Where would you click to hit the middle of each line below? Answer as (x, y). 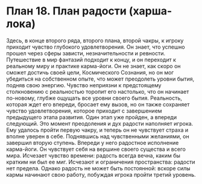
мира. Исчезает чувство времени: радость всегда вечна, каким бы (93, 155)
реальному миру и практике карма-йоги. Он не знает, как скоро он (93, 66)
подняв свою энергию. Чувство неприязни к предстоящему (84, 85)
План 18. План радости (66, 11)
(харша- (150, 11)
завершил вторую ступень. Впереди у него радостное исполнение (93, 143)
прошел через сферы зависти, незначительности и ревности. (86, 53)
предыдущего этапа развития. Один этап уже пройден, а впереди (91, 117)
